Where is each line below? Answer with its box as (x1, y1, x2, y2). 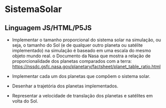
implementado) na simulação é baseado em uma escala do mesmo (12, 48, 151, 53)
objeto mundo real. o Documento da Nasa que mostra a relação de (12, 53, 151, 59)
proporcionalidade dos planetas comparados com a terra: (12, 58, 132, 64)
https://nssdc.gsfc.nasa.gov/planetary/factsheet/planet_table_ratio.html (12, 64, 161, 69)
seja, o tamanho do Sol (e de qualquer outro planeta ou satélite (12, 42, 143, 48)
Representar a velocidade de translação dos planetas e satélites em (12, 93, 153, 98)
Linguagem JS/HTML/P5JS (5, 24, 92, 32)
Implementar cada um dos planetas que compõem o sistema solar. (12, 73, 151, 79)
